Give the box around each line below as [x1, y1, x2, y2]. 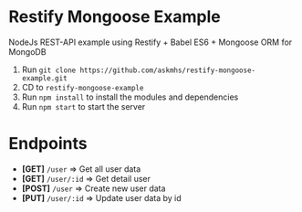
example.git [21, 73, 68, 83]
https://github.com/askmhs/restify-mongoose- [79, 66, 256, 75]
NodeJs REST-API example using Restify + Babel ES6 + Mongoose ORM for [8, 37, 293, 48]
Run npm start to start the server [21, 101, 146, 111]
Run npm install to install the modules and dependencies [21, 91, 239, 102]
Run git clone [21, 64, 77, 75]
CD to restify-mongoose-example [21, 81, 144, 92]
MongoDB [8, 46, 47, 57]
